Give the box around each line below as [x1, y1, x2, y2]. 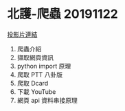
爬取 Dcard [16, 79, 49, 87]
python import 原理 [16, 62, 71, 70]
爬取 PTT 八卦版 [16, 70, 63, 79]
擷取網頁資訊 [16, 53, 54, 62]
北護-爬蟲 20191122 [7, 6, 118, 22]
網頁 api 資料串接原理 [16, 96, 78, 104]
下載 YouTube [16, 87, 56, 96]
